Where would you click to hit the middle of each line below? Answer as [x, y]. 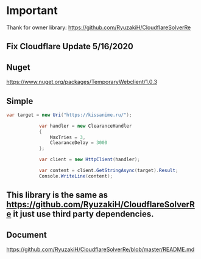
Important [32, 11]
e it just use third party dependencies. [80, 214]
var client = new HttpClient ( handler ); [89, 160]
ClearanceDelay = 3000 [79, 143]
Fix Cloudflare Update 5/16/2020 [70, 47]
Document [26, 235]
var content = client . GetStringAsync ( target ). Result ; [108, 171]
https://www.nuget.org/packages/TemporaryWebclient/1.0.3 [82, 82]
